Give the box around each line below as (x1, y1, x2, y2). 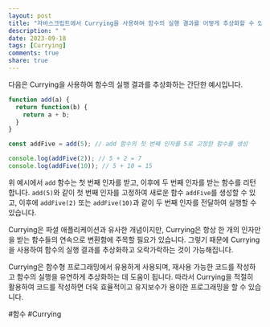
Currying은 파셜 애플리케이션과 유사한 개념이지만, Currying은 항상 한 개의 (8, 224, 239, 234)
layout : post (8, 11, 52, 20)
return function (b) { (15, 103, 88, 111)
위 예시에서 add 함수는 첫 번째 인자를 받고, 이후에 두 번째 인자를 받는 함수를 (8, 178, 242, 187)
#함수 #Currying (8, 309, 62, 318)
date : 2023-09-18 (8, 34, 67, 43)
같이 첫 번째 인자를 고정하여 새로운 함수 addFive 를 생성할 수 (61, 187, 247, 197)
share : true (8, 57, 48, 65)
